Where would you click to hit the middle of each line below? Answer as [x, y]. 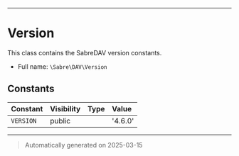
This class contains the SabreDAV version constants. [85, 52]
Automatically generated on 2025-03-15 [84, 145]
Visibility [65, 108]
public [60, 121]
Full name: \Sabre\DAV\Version [62, 66]
